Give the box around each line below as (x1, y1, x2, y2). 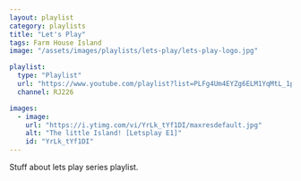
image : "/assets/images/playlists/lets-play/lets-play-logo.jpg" (9, 47, 258, 56)
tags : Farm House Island (9, 38, 102, 47)
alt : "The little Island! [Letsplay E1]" (25, 129, 182, 138)
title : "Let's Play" (9, 30, 87, 39)
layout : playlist (9, 13, 74, 22)
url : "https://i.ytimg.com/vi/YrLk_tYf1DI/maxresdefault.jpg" (25, 120, 262, 130)
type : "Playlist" (17, 71, 82, 81)
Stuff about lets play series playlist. (9, 162, 139, 172)
